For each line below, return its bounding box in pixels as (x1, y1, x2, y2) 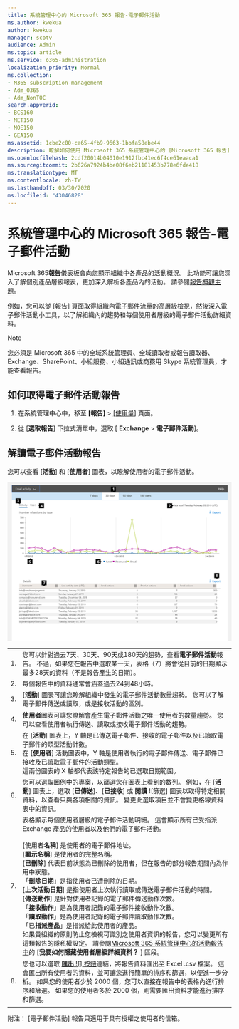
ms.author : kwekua (7, 19, 62, 26)
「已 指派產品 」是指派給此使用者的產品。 (22, 921, 141, 930)
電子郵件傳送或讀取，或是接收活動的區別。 (22, 699, 147, 708)
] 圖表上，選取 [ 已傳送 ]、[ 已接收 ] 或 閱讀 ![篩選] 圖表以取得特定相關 (28, 787, 226, 795)
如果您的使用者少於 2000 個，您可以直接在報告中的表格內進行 (36, 977, 218, 986)
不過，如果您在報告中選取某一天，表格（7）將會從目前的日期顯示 (36, 659, 228, 668)
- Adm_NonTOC (7, 94, 46, 101)
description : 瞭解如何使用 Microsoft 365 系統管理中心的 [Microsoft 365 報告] (7, 147, 230, 154)
